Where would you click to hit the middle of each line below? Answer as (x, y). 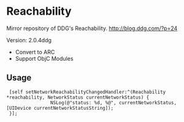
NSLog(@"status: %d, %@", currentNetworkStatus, (113, 102)
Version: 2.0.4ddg (29, 40)
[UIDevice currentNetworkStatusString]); (60, 108)
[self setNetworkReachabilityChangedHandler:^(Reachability (87, 92)
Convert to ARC (35, 52)
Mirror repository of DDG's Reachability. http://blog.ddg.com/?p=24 (92, 28)
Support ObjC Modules (44, 58)
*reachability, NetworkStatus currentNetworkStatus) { (78, 97)
